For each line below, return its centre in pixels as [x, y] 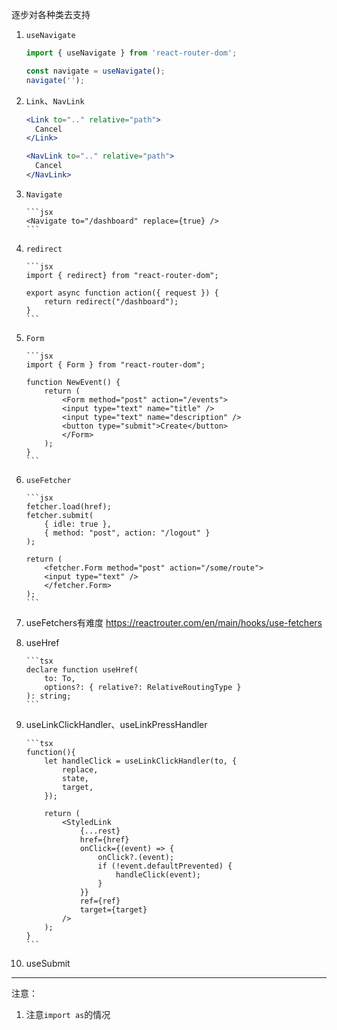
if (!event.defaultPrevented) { [165, 866]
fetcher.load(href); [68, 506]
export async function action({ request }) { [122, 293]
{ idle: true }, [78, 524]
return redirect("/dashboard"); [111, 301]
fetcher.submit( [59, 515]
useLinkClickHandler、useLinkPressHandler [116, 724]
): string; [48, 696]
